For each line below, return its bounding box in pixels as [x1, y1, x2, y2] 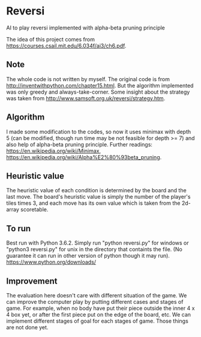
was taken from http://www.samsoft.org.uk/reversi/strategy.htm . [6, 94, 166, 102]
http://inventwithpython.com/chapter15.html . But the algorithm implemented [6, 82, 194, 89]
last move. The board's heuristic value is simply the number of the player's [6, 193, 191, 201]
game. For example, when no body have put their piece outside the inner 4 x [6, 305, 195, 312]
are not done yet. [6, 324, 49, 331]
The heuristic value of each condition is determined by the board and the [6, 187, 187, 194]
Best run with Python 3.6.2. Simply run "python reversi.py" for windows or [6, 239, 189, 247]
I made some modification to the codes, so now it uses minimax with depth [6, 128, 191, 135]
